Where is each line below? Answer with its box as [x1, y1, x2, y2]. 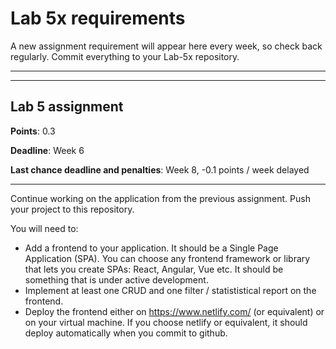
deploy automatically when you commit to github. [24, 327, 228, 339]
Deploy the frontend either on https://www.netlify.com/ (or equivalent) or [24, 305, 325, 317]
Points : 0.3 [10, 125, 56, 137]
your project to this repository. [10, 203, 135, 215]
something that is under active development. [24, 273, 209, 286]
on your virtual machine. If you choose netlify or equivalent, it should [24, 316, 308, 328]
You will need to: [10, 222, 79, 234]
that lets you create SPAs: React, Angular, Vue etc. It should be [24, 263, 284, 275]
